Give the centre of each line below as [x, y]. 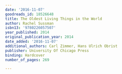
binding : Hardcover [25, 55]
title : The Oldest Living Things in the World [54, 19]
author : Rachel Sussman [30, 23]
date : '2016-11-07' [25, 10]
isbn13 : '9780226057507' [30, 28]
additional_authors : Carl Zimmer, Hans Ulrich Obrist [61, 46]
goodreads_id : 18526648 [30, 14]
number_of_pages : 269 [27, 60]
